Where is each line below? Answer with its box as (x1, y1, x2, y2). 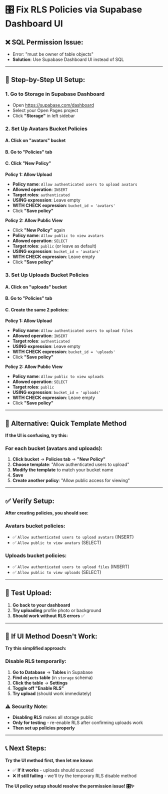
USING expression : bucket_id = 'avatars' (12, 248, 101, 254)
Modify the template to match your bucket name (12, 467, 113, 473)
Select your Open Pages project (12, 107, 78, 113)
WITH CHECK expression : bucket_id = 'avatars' (12, 202, 116, 208)
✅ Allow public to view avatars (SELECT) (12, 539, 101, 545)
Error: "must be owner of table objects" (12, 51, 94, 57)
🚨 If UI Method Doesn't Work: (5, 632, 97, 640)
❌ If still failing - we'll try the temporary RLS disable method (12, 772, 137, 778)
